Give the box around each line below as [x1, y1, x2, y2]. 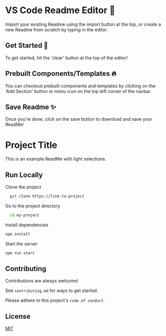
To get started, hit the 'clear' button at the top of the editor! [5, 55, 128, 61]
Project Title [5, 139, 58, 151]
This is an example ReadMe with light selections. [5, 156, 106, 162]
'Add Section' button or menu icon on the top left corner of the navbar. [5, 88, 152, 94]
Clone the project [5, 184, 41, 190]
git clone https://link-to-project [10, 194, 85, 199]
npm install [5, 231, 30, 236]
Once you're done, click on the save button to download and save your [5, 116, 152, 122]
